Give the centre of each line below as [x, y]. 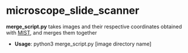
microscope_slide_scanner [73, 11]
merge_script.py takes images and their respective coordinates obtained [94, 26]
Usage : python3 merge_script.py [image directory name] [83, 44]
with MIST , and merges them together [52, 32]
